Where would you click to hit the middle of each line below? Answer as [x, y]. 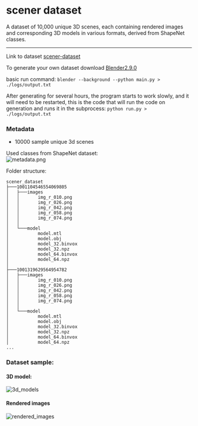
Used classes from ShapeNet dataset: [52, 153]
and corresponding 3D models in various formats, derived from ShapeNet [95, 33]
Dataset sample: [30, 363]
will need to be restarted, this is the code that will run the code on [86, 102]
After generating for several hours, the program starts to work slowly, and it [98, 96]
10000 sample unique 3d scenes [54, 142]
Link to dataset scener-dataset [43, 56]
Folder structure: [27, 171]
